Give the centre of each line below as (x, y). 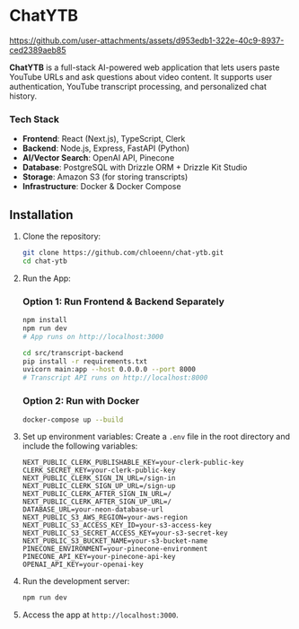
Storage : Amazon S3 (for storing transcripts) (105, 177)
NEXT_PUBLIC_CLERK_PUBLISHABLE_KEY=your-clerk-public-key (133, 463)
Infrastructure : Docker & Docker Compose (101, 187)
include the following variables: (80, 446)
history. (23, 96)
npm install (44, 320)
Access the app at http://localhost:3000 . (101, 615)
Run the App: (47, 278)
